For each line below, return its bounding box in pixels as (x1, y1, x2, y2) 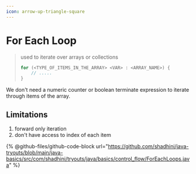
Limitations (6, 109, 48, 119)
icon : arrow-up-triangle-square (6, 8, 85, 15)
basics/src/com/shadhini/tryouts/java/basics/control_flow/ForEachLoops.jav (6, 155, 190, 162)
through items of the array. (6, 92, 70, 100)
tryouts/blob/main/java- (6, 149, 63, 156)
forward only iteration (14, 125, 67, 132)
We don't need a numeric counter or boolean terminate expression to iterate (6, 86, 190, 93)
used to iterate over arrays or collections (20, 53, 119, 61)
